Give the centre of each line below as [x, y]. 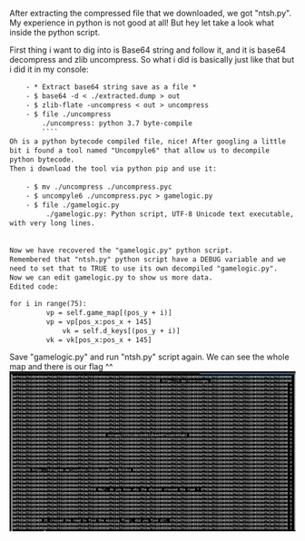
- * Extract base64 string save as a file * [111, 87]
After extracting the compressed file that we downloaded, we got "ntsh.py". [151, 13]
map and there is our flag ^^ [61, 366]
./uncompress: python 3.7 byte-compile [118, 123]
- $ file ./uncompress [69, 114]
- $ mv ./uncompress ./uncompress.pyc [99, 187]
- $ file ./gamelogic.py [73, 205]
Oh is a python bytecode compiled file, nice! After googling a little [148, 142]
